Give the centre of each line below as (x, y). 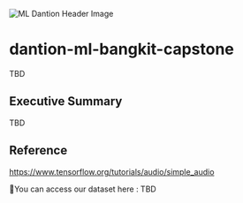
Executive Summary (66, 101)
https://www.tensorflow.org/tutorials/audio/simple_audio (112, 171)
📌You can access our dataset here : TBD (83, 189)
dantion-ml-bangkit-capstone (121, 49)
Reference (38, 150)
